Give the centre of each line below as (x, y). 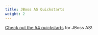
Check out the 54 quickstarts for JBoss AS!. (49, 27)
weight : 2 (15, 14)
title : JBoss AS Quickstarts (35, 9)
